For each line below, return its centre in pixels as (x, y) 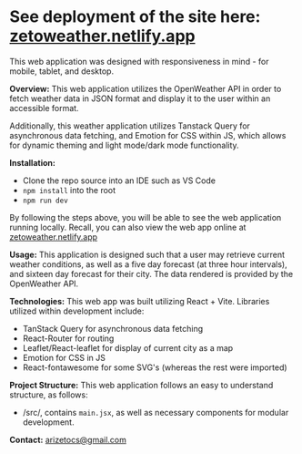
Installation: (33, 162)
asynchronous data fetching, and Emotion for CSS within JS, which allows (148, 135)
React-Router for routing (68, 338)
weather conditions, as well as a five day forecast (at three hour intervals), (149, 264)
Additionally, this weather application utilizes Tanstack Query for (130, 126)
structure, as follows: (49, 395)
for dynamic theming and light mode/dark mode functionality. (124, 145)
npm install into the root (69, 190)
